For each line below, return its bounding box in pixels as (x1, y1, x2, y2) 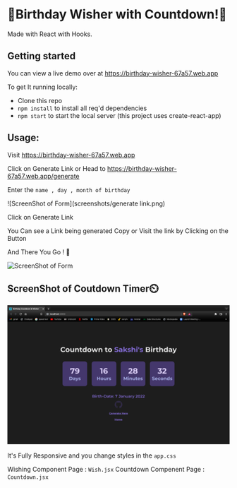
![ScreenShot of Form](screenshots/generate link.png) (7, 199, 166, 208)
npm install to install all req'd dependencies (17, 104, 147, 112)
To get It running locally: (7, 83, 78, 91)
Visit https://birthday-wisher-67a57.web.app (7, 150, 135, 159)
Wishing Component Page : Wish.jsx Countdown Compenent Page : (7, 465, 205, 474)
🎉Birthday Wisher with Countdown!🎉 (7, 6, 227, 23)
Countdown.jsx (7, 474, 49, 481)
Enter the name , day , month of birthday (7, 185, 130, 194)
